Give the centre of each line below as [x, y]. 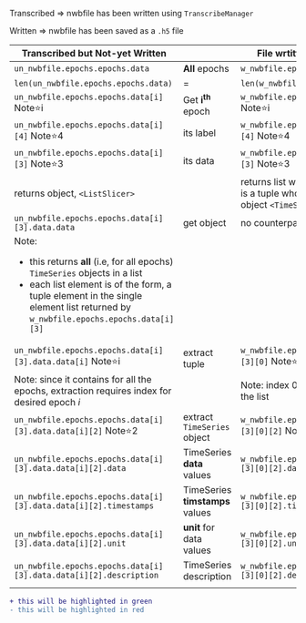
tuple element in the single [86, 296]
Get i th [197, 99]
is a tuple [260, 193]
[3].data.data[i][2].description [87, 576]
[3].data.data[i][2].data [70, 469]
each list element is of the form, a [101, 284]
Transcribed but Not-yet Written [94, 53]
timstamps [206, 502]
